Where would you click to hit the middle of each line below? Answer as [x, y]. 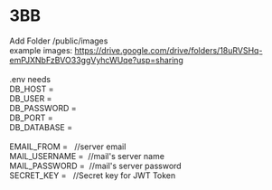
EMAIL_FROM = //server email [68, 147]
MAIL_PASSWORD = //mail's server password [96, 166]
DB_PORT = [32, 118]
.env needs [30, 79]
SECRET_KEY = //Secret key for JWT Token [93, 175]
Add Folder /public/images [59, 41]
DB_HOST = [32, 89]
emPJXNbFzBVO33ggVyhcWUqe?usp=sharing [96, 60]
